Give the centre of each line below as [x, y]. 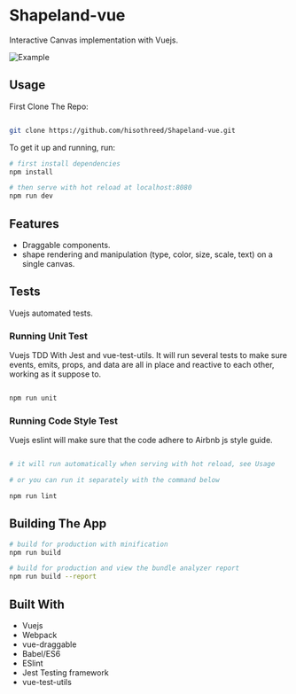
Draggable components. [66, 245]
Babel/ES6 [41, 653]
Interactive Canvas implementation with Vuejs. [94, 40]
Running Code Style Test [63, 420]
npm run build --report [53, 577]
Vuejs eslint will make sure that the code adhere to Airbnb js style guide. [141, 441]
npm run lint [33, 496]
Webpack [39, 635]
